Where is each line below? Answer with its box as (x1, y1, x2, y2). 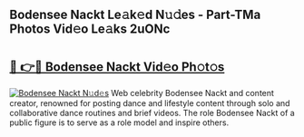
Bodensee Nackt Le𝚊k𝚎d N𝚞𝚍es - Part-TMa (9, 7, 261, 23)
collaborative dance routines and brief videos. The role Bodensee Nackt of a (9, 108, 295, 118)
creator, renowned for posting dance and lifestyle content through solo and (9, 98, 290, 108)
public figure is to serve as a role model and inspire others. (9, 117, 230, 128)
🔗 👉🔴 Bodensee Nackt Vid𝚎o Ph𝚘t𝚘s (9, 59, 225, 74)
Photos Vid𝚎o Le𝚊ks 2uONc (9, 22, 171, 37)
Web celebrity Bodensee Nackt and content (111, 88, 275, 98)
